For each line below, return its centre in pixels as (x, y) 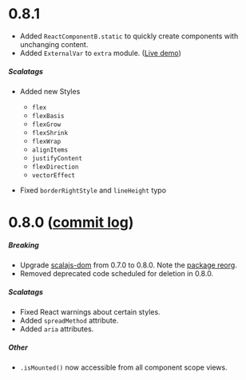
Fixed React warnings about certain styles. (90, 312)
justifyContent (57, 158)
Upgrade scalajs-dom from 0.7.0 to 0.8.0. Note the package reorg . (128, 265)
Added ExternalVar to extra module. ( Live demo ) (100, 53)
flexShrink (50, 133)
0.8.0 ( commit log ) (71, 222)
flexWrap (46, 141)
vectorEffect (54, 175)
